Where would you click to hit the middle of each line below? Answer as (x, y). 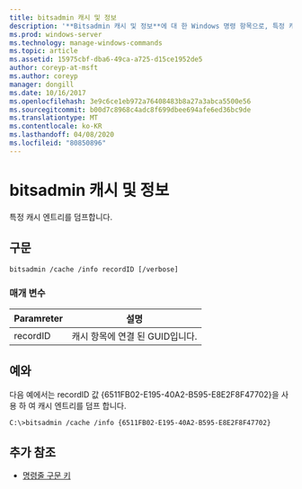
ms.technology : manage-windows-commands (86, 43)
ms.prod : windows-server (56, 34)
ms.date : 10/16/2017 (48, 93)
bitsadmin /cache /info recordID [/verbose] (94, 269)
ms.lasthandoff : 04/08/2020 (62, 135)
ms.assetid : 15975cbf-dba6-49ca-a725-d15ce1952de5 (106, 59)
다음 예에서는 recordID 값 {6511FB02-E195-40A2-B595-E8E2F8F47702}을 (144, 394)
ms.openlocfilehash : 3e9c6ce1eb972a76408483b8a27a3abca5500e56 (130, 101)
